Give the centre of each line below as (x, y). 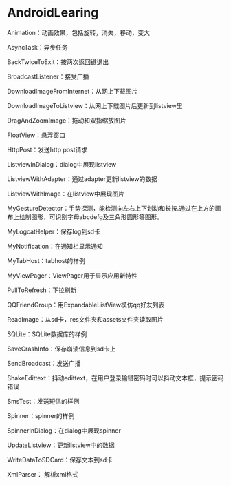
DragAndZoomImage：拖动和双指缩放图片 (67, 120)
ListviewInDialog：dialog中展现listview (62, 164)
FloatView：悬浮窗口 (36, 135)
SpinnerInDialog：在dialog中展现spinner (64, 430)
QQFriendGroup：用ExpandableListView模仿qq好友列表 (86, 305)
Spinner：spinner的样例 (41, 415)
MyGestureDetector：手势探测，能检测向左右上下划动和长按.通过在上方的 (111, 208)
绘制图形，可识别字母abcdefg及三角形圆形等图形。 (91, 217)
